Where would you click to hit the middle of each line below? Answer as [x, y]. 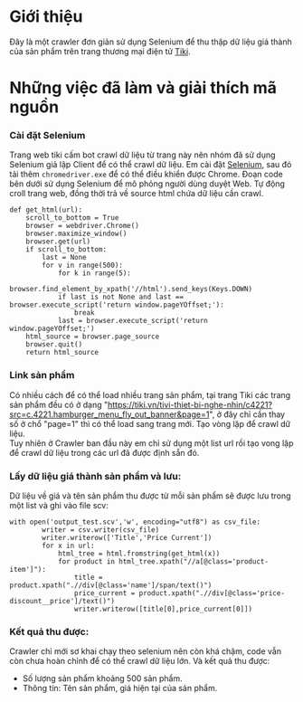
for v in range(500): [83, 266]
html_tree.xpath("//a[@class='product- [194, 562]
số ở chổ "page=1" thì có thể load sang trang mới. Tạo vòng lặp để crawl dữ [150, 423]
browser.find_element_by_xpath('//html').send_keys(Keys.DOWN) [131, 289]
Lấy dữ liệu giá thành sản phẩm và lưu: [95, 476]
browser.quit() [54, 345]
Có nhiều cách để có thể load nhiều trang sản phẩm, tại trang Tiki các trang [150, 394]
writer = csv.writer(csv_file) [101, 530]
